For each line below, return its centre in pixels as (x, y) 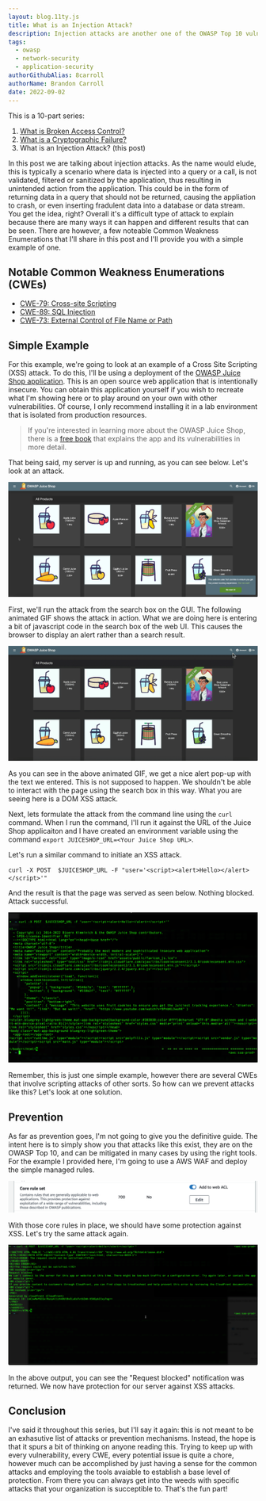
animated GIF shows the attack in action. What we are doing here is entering (133, 618)
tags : (17, 42)
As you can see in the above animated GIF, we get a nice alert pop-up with (130, 773)
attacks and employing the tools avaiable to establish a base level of (120, 1472)
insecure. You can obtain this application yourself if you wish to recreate (126, 390)
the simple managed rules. (51, 1170)
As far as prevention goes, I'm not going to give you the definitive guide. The (133, 1136)
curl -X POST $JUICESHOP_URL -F (63, 870)
